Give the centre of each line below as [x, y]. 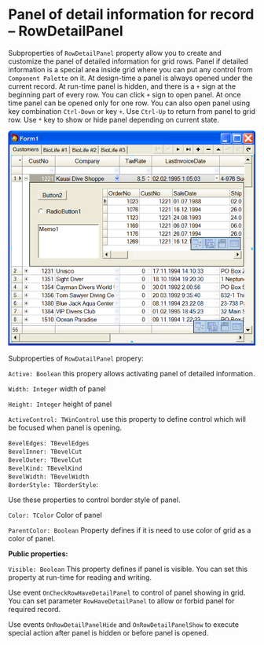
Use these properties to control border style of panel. [94, 500]
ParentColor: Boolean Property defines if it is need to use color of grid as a [130, 530]
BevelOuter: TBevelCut [45, 460]
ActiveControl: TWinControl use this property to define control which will [127, 420]
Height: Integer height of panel [60, 404]
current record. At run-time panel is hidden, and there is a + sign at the [122, 86]
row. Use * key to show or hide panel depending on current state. [114, 119]
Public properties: [38, 554]
